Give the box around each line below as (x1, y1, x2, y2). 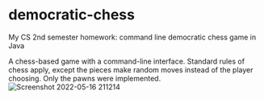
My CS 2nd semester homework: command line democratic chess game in (8, 32, 257, 42)
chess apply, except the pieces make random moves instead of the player (8, 64, 254, 74)
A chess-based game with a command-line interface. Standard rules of (8, 56, 245, 66)
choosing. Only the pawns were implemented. (8, 73, 161, 83)
